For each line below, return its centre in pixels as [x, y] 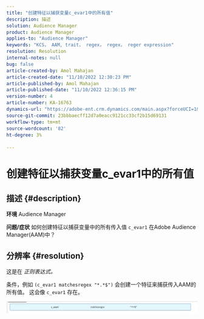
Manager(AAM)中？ [31, 235]
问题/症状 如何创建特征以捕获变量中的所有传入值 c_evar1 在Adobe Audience [101, 227]
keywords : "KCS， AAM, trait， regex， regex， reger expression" [90, 45]
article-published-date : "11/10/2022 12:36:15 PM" [72, 90]
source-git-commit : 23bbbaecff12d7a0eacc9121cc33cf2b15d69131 [87, 116]
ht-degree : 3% [24, 135]
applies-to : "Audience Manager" [47, 39]
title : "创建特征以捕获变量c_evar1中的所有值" [60, 13]
